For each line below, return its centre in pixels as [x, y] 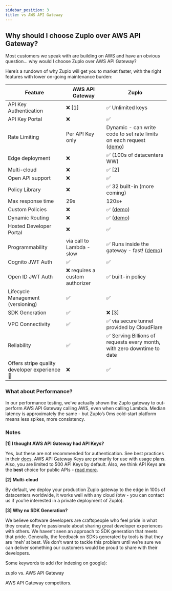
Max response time [31, 201]
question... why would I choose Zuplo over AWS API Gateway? [71, 62]
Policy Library [24, 190]
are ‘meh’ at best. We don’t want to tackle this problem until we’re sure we [83, 542]
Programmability [28, 248]
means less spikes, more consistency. [45, 419]
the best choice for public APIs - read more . [52, 470]
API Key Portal [25, 119]
